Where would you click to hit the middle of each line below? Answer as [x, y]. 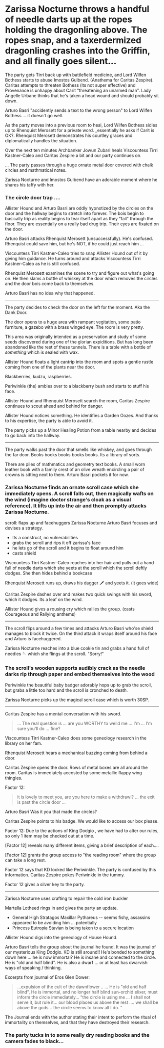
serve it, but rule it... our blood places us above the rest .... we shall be [88, 1002]
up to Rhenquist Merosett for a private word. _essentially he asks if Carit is [80, 130]
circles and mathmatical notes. [36, 170]
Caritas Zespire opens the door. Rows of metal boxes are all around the [76, 767]
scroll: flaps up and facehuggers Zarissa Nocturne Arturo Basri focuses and [81, 523]
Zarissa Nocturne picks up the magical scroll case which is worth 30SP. [77, 700]
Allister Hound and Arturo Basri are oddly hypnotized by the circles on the [79, 208]
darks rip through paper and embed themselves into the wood [80, 674]
